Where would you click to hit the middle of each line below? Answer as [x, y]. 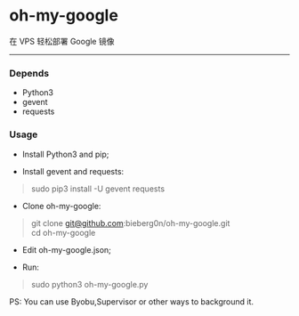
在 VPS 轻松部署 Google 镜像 [62, 41]
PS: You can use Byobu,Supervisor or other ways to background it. [132, 301]
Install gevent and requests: [73, 171]
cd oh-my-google [63, 232]
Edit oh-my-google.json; [66, 249]
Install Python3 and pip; [65, 154]
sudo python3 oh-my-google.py [89, 284]
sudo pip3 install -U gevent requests [98, 189]
